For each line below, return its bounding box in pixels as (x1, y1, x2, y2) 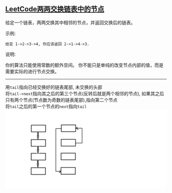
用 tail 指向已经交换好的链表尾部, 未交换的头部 (5, 84, 102, 90)
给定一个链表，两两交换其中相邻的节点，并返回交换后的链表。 (5, 19, 136, 26)
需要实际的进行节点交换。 (5, 68, 59, 74)
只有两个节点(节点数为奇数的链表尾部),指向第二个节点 (5, 97, 118, 103)
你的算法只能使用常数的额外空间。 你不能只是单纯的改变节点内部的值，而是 (5, 62, 164, 68)
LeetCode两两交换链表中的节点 (5, 5, 104, 14)
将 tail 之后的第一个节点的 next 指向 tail (5, 103, 87, 109)
